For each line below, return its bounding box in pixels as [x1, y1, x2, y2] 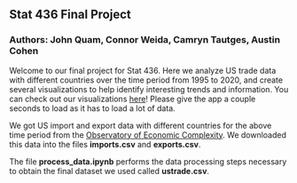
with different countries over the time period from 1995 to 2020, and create [9, 75, 284, 85]
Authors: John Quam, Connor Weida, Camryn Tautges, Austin [9, 34, 281, 46]
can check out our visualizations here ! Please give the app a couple [9, 93, 256, 104]
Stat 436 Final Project [9, 7, 131, 22]
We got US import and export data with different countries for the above [9, 120, 272, 131]
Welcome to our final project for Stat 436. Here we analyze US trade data [9, 65, 277, 76]
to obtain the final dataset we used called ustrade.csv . [9, 165, 210, 176]
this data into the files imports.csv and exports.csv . [9, 139, 201, 149]
